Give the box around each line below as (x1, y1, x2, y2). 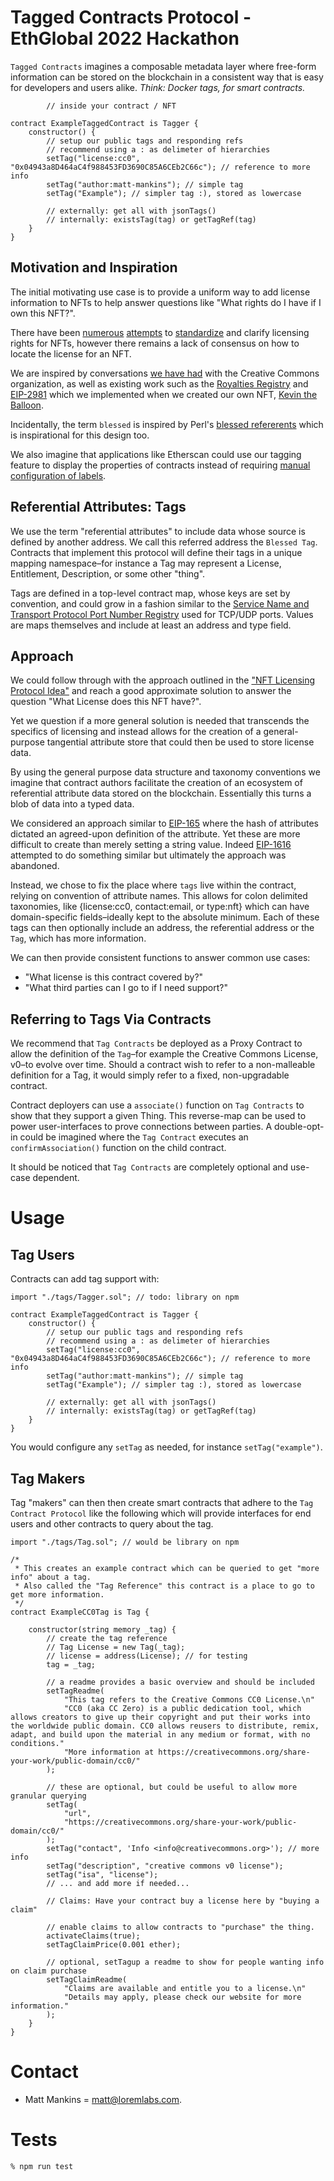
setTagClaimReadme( (46, 1975, 128, 1985)
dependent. (32, 1172, 80, 1184)
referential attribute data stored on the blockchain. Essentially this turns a (10, 787, 312, 800)
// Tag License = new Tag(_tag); (46, 1642, 186, 1652)
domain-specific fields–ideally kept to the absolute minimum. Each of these (10, 911, 320, 923)
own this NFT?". (10, 307, 76, 319)
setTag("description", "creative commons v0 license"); (46, 1861, 284, 1871)
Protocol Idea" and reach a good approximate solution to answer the (10, 685, 292, 697)
